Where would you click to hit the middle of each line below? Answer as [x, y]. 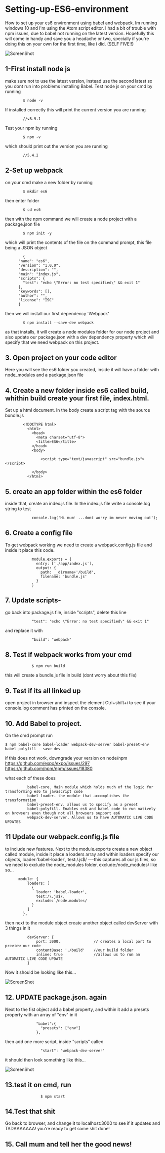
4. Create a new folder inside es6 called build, [77, 390]
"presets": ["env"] [60, 1028]
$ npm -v [32, 137]
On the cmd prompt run [29, 735]
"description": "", [38, 270]
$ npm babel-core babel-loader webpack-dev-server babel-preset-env [77, 745]
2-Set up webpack [34, 170]
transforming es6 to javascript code [44, 792]
